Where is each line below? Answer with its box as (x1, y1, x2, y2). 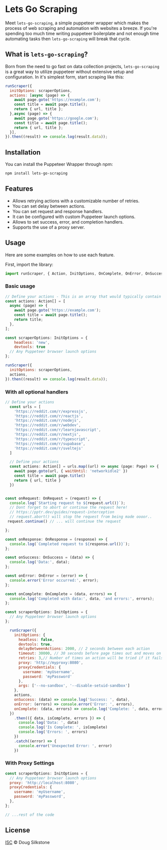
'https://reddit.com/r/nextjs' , (14, 432, 81, 437)
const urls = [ (9, 404, 41, 409)
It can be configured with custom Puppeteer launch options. (12, 214, 136, 220)
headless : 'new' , (14, 340, 50, 345)
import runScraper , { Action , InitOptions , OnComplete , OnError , (5, 271, 143, 276)
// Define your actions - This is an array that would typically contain (5, 294, 162, 299)
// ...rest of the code (5, 812, 55, 817)
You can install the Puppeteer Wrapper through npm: (5, 161, 113, 167)
